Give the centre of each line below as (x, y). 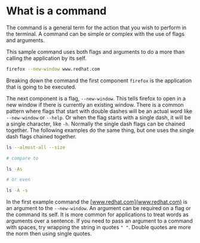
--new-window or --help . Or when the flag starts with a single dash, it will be (99, 117)
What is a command (56, 11)
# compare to (22, 158)
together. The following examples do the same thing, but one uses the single (100, 130)
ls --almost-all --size (36, 147)
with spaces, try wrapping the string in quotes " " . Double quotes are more (99, 227)
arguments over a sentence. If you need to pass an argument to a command (99, 221)
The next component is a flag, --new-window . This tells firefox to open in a (96, 98)
